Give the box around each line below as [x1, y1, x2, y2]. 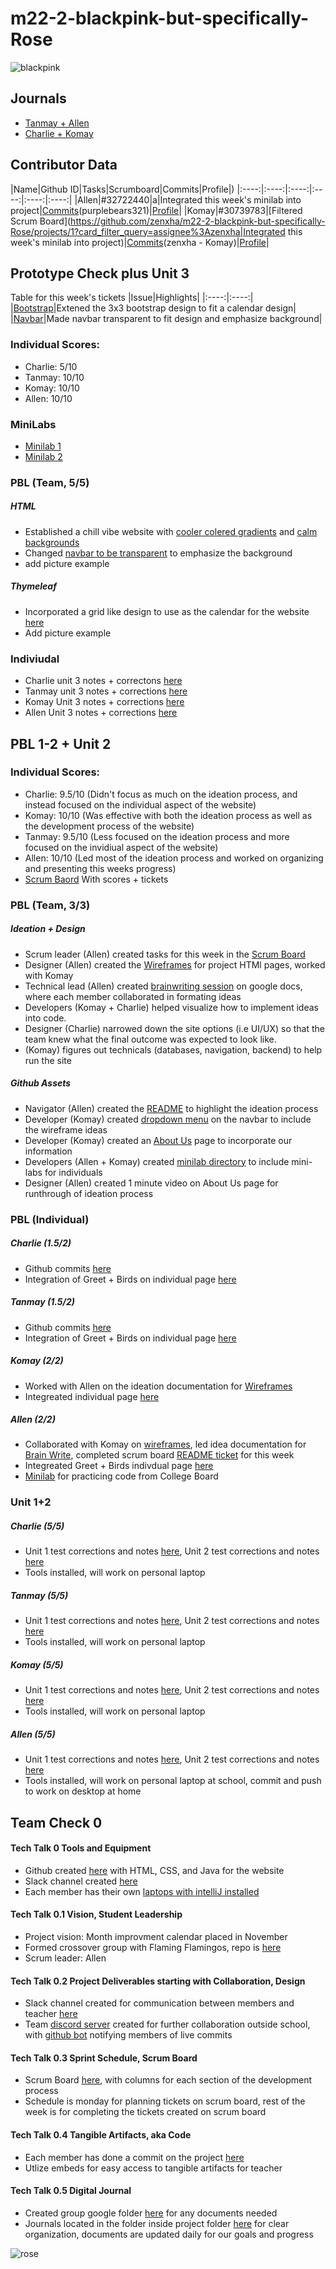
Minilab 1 [24, 440, 62, 452]
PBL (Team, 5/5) [10, 475, 90, 489]
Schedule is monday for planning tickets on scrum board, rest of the [24, 2095, 306, 2107]
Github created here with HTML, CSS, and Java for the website [24, 1864, 285, 1876]
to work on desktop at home [24, 1785, 142, 1797]
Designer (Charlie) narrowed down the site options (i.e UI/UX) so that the [24, 1022, 325, 1034]
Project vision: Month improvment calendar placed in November [24, 1931, 288, 1943]
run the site [24, 1054, 72, 1066]
